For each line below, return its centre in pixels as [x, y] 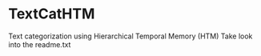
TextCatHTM [52, 14]
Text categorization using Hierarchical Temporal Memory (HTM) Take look [130, 36]
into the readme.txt [40, 44]
